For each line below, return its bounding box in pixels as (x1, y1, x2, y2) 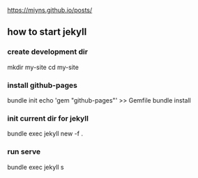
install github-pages (7, 80, 78, 90)
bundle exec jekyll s (7, 163, 64, 171)
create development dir (7, 47, 89, 57)
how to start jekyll (7, 26, 87, 38)
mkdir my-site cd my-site (7, 63, 79, 71)
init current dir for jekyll (7, 113, 89, 123)
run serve (7, 147, 40, 156)
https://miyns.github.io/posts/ (7, 6, 93, 14)
